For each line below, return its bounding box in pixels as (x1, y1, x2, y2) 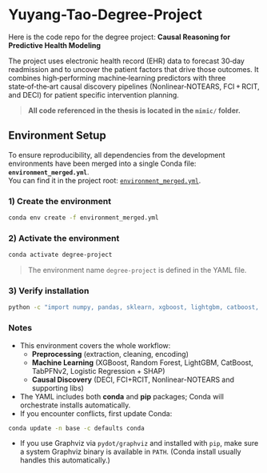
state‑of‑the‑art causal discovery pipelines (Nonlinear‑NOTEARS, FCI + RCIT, (8, 82, 260, 91)
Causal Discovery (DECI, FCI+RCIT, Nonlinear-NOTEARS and (31, 375, 234, 384)
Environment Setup (8, 129, 106, 142)
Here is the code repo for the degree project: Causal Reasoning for (8, 32, 230, 42)
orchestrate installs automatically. (19, 400, 131, 410)
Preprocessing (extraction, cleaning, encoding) (31, 349, 189, 359)
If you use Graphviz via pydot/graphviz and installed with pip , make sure (19, 439, 259, 448)
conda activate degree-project (8, 251, 113, 259)
